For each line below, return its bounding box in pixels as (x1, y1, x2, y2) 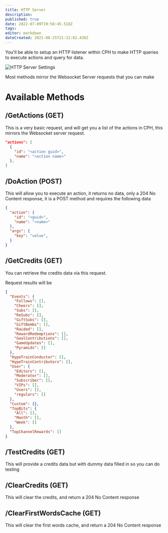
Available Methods (5, 91, 85, 103)
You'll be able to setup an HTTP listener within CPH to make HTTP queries (5, 49, 159, 55)
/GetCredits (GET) (5, 256, 63, 265)
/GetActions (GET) (5, 111, 64, 120)
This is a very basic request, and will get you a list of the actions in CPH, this (5, 124, 163, 130)
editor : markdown (5, 31, 42, 36)
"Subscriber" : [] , (14, 378, 53, 383)
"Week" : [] (14, 420, 37, 425)
